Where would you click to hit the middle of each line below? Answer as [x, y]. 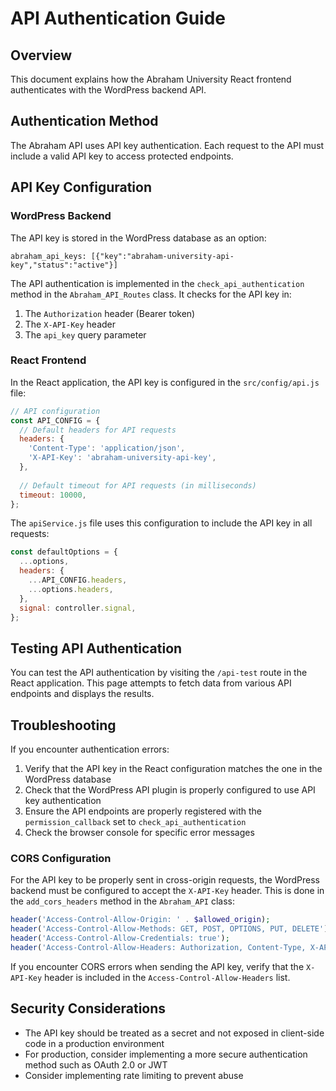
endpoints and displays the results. [82, 694]
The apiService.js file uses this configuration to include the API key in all [161, 523]
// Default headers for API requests [98, 430]
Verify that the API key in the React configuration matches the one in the [173, 769]
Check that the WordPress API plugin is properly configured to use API [170, 790]
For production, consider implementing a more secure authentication [166, 1054]
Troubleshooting [63, 725]
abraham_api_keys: [48, 256]
